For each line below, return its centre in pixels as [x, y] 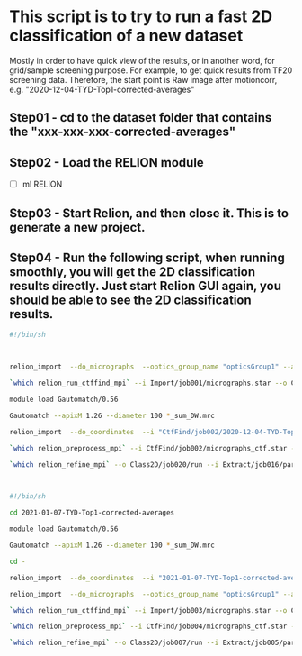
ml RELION [42, 184]
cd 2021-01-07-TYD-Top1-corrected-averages [92, 513]
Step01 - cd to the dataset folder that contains [141, 118]
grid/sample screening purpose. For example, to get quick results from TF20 [151, 70]
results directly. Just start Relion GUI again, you [145, 286]
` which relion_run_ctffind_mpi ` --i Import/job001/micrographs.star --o [148, 383]
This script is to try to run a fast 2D [141, 17]
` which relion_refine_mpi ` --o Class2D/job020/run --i [114, 465]
